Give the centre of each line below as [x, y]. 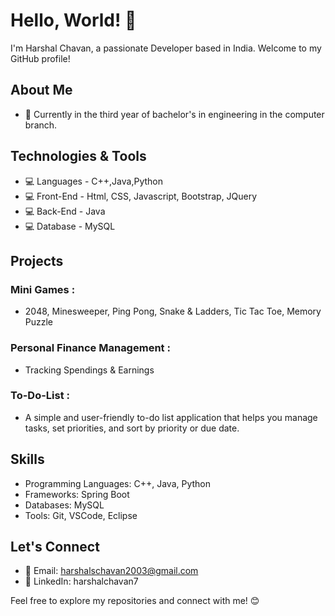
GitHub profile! [40, 58]
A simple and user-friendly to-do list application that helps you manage [171, 417]
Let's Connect [55, 547]
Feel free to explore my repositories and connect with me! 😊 [135, 601]
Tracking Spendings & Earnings [89, 370]
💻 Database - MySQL [70, 226]
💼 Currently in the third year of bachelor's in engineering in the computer [174, 114]
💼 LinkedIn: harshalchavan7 [81, 581]
